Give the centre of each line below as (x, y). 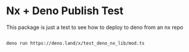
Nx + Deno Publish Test (65, 11)
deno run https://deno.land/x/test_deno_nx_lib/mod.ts (75, 43)
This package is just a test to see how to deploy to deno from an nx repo (95, 27)
